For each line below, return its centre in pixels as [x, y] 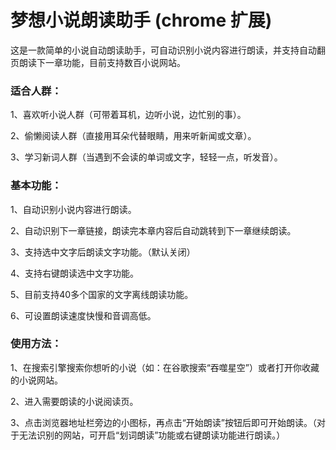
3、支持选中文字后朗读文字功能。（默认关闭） [103, 252]
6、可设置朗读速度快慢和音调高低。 [83, 315]
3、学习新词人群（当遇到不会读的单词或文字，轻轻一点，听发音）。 [146, 157]
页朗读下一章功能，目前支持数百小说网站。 [98, 62]
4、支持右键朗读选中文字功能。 [75, 273]
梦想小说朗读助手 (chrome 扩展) [141, 20]
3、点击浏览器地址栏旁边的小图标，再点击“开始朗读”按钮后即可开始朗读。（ [163, 422]
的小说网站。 [36, 380]
